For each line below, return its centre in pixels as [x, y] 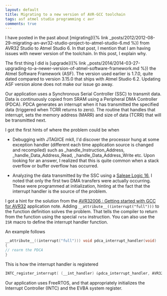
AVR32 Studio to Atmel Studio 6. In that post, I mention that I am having [78, 48]
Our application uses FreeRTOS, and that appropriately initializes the [75, 283]
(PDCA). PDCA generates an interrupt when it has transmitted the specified [82, 104]
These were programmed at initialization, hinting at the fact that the [81, 186]
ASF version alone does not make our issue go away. [59, 84]
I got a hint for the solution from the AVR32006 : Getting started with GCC [81, 201]
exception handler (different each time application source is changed [83, 145]
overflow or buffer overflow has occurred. [55, 166]
